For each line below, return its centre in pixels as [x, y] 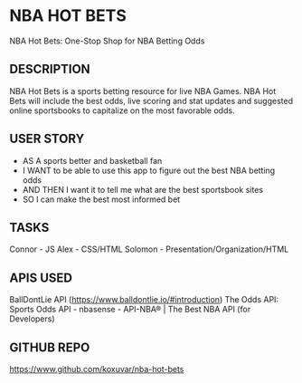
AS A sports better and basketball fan [92, 160]
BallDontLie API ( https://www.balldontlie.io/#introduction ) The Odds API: [144, 300]
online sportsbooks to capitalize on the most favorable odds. [122, 110]
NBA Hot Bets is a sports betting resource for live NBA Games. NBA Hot [143, 91]
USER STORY [47, 139]
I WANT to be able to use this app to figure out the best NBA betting [149, 170]
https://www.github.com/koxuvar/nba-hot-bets [97, 369]
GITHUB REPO [50, 347]
